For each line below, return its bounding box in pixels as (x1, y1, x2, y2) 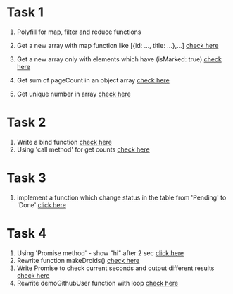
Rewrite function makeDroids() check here (16, 256, 140, 264)
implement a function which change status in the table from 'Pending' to (16, 193, 227, 202)
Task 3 (6, 170, 46, 186)
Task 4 (6, 226, 47, 241)
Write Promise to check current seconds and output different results (16, 264, 215, 272)
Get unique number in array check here (16, 90, 131, 98)
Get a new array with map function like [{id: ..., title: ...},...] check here (16, 41, 219, 49)
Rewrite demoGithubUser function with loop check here (16, 278, 179, 287)
